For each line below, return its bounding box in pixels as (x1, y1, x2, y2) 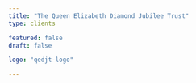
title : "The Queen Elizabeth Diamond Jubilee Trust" (8, 11, 190, 20)
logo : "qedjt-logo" (8, 56, 74, 64)
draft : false (8, 41, 52, 49)
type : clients (8, 19, 56, 27)
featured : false (8, 34, 63, 42)
